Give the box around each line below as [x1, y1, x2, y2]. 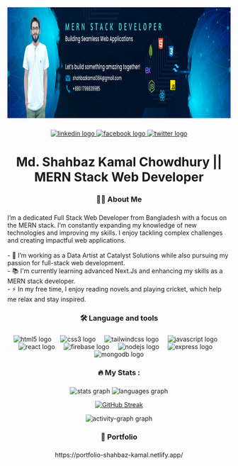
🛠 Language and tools [79, 313, 159, 323]
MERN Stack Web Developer [34, 170, 204, 185]
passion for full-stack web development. [7, 258, 125, 267]
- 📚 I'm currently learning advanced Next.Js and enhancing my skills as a [7, 266, 223, 275]
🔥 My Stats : [98, 367, 140, 377]
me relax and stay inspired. [7, 294, 86, 304]
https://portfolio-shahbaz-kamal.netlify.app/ [55, 450, 183, 460]
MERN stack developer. [7, 277, 76, 285]
